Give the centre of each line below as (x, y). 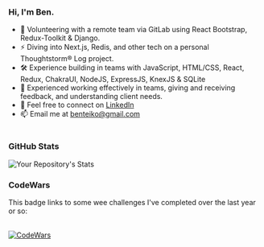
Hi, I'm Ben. (31, 12)
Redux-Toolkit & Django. (60, 38)
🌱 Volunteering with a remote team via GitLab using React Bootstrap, (134, 30)
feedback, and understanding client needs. (91, 97)
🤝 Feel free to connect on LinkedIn (77, 105)
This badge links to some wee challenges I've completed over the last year (132, 202)
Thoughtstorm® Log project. (67, 59)
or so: (18, 211)
